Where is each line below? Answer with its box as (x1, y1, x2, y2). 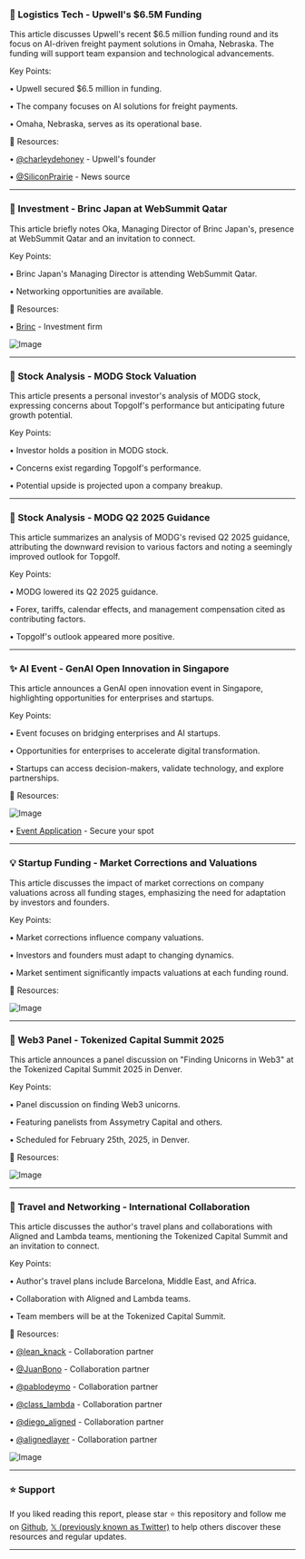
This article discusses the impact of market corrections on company (9, 877, 265, 889)
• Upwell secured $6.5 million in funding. (9, 84, 162, 94)
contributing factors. (9, 613, 86, 625)
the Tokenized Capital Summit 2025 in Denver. (9, 1064, 183, 1075)
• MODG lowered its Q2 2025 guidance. (9, 586, 159, 598)
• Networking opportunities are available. (9, 285, 163, 296)
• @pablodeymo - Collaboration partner (9, 1381, 159, 1393)
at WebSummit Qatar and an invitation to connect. (9, 233, 196, 243)
